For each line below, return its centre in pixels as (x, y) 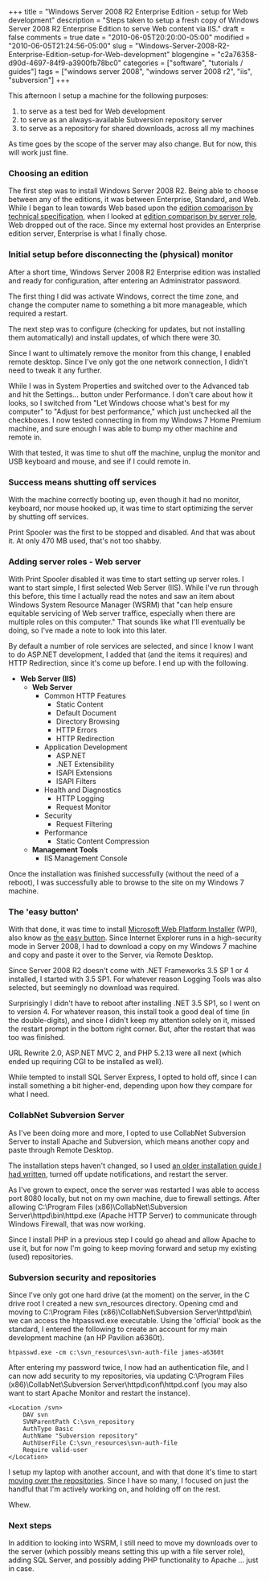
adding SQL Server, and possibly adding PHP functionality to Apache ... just (133, 1560)
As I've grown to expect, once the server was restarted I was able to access (134, 1190)
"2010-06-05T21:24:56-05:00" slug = (71, 46)
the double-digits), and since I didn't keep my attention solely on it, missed (132, 1021)
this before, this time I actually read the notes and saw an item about (121, 596)
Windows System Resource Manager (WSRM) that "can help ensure (121, 605)
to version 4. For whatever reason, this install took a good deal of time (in (129, 1012)
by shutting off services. (49, 516)
